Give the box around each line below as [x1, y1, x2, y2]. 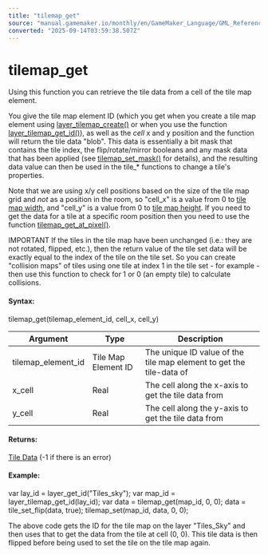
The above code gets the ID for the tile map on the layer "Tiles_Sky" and [8, 521, 246, 530]
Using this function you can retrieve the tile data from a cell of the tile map [8, 87, 252, 97]
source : [8, 19, 34, 27]
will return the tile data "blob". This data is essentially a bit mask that [8, 137, 233, 146]
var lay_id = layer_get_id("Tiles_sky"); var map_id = [8, 488, 175, 498]
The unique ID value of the [144, 347, 245, 358]
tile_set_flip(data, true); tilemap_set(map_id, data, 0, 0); [8, 505, 189, 515]
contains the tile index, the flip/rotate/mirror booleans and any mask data [8, 145, 248, 155]
